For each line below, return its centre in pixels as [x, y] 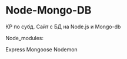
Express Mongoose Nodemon [41, 49]
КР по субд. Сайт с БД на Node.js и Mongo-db [63, 27]
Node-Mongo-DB [49, 10]
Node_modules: [25, 38]
